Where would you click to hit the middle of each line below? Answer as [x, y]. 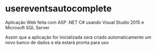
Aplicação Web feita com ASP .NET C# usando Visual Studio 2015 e [75, 22]
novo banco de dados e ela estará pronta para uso [57, 42]
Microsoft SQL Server [27, 27]
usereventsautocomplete [59, 9]
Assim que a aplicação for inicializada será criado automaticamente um [78, 37]
